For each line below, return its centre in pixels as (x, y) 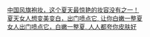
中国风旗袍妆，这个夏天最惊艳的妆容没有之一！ (73, 10)
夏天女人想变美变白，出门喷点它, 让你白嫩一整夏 (75, 18)
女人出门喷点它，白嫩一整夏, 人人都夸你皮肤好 (72, 27)
